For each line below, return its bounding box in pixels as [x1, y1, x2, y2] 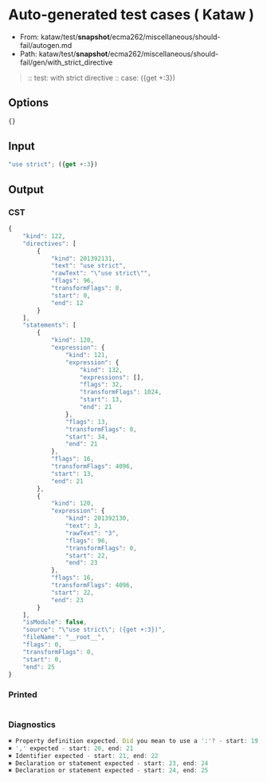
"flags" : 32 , [79, 381, 124, 389]
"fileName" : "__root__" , [22, 633, 105, 641]
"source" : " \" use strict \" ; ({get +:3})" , [22, 625, 166, 634]
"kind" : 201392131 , [50, 254, 116, 263]
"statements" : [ [22, 321, 77, 329]
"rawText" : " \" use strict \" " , [50, 269, 151, 277]
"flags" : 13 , [65, 418, 109, 426]
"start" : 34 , [65, 433, 109, 441]
